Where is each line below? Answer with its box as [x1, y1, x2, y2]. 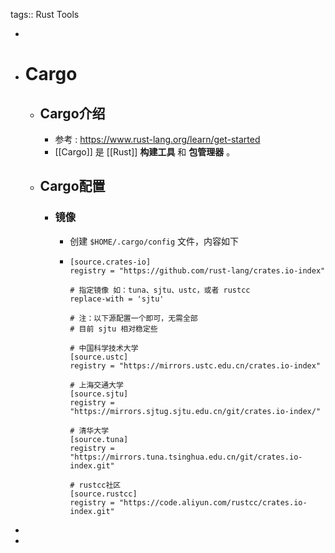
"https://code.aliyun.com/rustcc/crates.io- [118, 497, 308, 508]
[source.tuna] [69, 434, 129, 444]
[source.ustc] [69, 352, 129, 362]
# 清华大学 [69, 425, 110, 436]
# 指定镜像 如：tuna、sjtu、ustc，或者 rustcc [69, 285, 251, 295]
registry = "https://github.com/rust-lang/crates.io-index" [69, 265, 326, 276]
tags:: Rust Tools [10, 9, 80, 20]
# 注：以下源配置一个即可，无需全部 [69, 313, 198, 323]
